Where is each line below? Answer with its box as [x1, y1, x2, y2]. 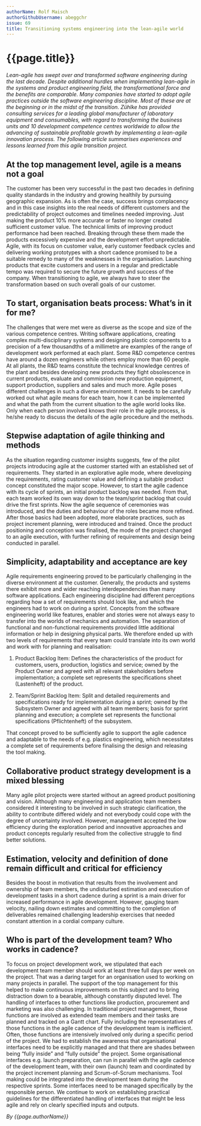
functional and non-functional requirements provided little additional [6, 624, 175, 631]
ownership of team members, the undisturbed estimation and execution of [6, 886, 190, 893]
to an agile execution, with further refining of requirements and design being [6, 533, 195, 540]
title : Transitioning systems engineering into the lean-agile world [6, 25, 184, 32]
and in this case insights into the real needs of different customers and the [6, 204, 190, 211]
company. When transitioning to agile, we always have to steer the [6, 275, 170, 281]
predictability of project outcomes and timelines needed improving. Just [6, 210, 184, 217]
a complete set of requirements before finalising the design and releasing [6, 742, 188, 749]
